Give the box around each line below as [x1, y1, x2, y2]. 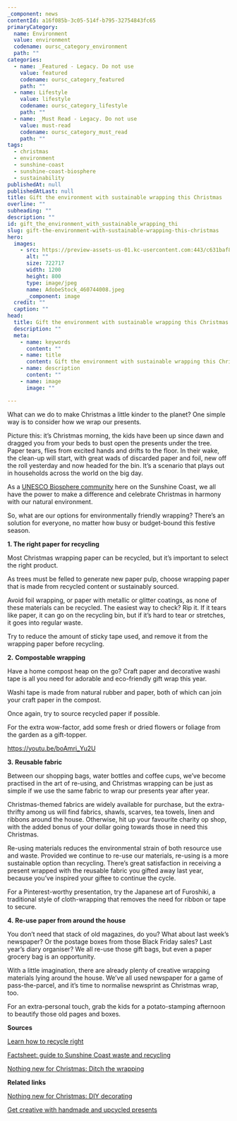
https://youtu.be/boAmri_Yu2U [7, 744, 97, 753]
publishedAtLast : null [7, 188, 74, 195]
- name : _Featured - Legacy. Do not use [13, 63, 134, 70]
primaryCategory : [7, 23, 59, 30]
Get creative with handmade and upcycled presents [7, 1105, 157, 1114]
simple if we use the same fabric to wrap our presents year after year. [7, 786, 210, 795]
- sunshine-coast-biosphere [13, 167, 97, 175]
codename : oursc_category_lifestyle [20, 102, 128, 109]
